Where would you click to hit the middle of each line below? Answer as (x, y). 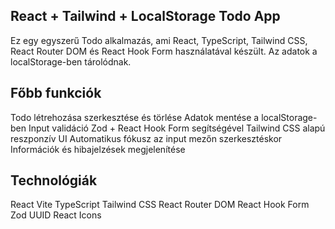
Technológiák (54, 180)
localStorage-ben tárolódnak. (71, 61)
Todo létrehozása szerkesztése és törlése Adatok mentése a (135, 117)
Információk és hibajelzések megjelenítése (98, 149)
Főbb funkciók (56, 93)
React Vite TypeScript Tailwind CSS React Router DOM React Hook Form (160, 205)
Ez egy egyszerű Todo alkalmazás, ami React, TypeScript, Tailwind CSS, (159, 40)
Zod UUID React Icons (56, 215)
